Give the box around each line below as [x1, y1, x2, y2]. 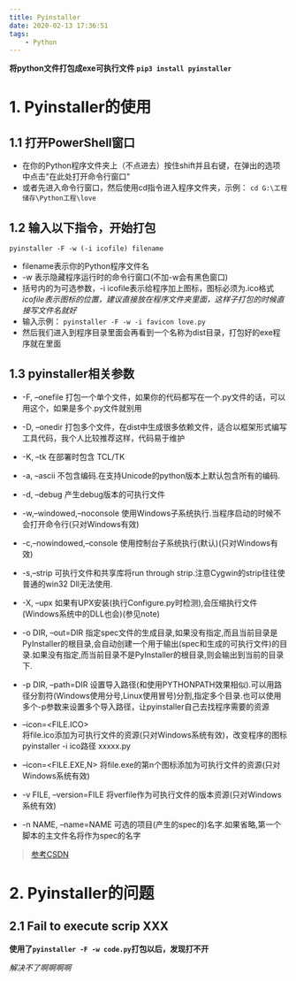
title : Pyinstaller [9, 12, 81, 22]
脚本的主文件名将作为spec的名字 [21, 830, 141, 840]
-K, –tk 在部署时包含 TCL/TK [21, 451, 125, 462]
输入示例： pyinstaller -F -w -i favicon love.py [21, 316, 206, 327]
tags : [9, 29, 29, 38]
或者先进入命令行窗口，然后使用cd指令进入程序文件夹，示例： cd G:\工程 [21, 182, 288, 193]
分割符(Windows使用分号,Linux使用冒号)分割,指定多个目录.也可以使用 [29, 690, 282, 701]
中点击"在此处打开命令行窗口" [21, 172, 131, 182]
